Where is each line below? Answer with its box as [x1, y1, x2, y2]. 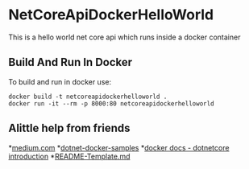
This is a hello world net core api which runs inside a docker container [8, 32, 241, 42]
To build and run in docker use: [8, 76, 111, 86]
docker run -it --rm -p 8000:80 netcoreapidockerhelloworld [8, 99, 215, 108]
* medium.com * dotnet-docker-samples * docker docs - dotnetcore [8, 142, 230, 152]
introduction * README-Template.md [8, 151, 131, 161]
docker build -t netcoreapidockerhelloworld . [8, 93, 168, 101]
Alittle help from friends [8, 122, 131, 135]
